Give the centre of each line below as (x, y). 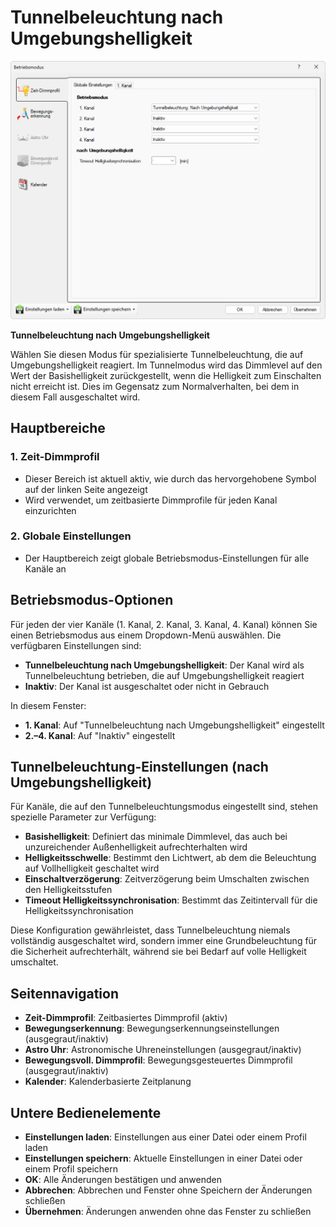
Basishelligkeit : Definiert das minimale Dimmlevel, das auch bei (156, 837)
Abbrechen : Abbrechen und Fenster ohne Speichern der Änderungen (168, 1190)
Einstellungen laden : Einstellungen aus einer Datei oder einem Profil (165, 1137)
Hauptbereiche (58, 428)
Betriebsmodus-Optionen (92, 600)
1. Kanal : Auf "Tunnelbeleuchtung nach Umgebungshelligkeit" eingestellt (174, 725)
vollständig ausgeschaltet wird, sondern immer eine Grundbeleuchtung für (164, 941)
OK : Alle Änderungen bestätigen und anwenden (123, 1180)
